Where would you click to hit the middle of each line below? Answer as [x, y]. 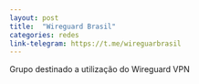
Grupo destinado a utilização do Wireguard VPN [99, 69]
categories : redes [44, 35]
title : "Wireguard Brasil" [63, 26]
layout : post [34, 18]
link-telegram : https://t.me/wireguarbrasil [95, 43]
